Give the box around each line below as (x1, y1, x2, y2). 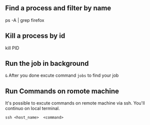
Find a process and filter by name (5, 4, 111, 12)
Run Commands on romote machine (5, 87, 119, 95)
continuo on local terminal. (5, 106, 60, 112)
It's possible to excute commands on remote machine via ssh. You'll (5, 100, 145, 106)
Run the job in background (5, 59, 89, 68)
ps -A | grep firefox (5, 17, 44, 23)
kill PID (5, 45, 19, 51)
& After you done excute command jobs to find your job (5, 72, 119, 79)
